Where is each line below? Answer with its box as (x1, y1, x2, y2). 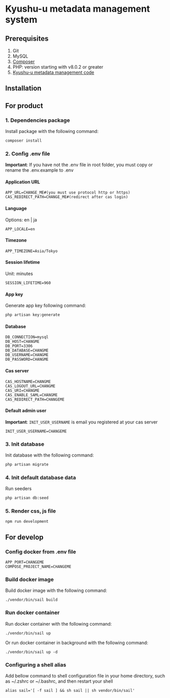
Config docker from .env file (5, 548, 76, 555)
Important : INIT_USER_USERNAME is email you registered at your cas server (5, 419, 158, 425)
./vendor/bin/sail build (5, 597, 58, 603)
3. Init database (5, 440, 45, 447)
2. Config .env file (5, 150, 50, 157)
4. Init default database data (5, 474, 76, 481)
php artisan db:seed (5, 495, 49, 501)
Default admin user (5, 408, 47, 414)
